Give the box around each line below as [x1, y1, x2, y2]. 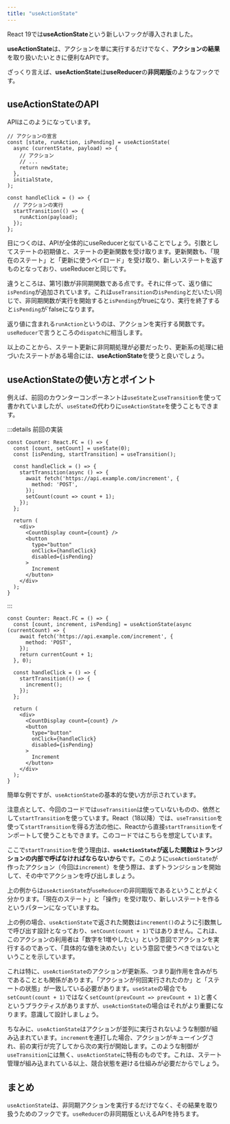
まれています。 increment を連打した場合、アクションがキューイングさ [19, 1034, 214, 1042]
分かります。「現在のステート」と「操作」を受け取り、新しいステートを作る [7, 895, 220, 903]
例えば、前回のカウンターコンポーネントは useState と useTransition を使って [7, 393, 222, 402]
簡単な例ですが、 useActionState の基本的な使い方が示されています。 [7, 791, 200, 799]
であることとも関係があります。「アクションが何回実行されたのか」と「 [7, 976, 208, 984]
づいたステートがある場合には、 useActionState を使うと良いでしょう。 [7, 352, 208, 360]
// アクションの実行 [13, 202, 64, 209]
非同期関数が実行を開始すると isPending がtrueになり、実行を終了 [25, 297, 208, 305]
